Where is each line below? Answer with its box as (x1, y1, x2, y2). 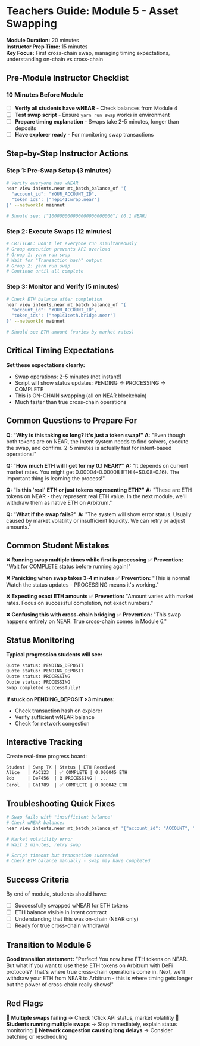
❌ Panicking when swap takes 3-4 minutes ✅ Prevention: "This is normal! (6, 575, 191, 582)
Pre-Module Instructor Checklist (6, 73, 129, 83)
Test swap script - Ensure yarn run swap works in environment (14, 111, 170, 118)
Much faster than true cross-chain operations (14, 398, 127, 405)
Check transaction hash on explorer (14, 707, 103, 714)
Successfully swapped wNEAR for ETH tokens (14, 902, 129, 909)
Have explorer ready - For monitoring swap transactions (14, 131, 154, 138)
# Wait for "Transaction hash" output (6, 257, 102, 263)
